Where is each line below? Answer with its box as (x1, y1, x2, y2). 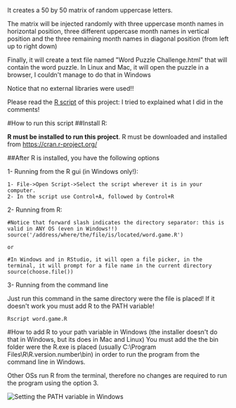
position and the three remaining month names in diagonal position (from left (7, 34, 229, 43)
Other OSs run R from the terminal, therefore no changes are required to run (7, 371, 228, 379)
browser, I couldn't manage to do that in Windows (7, 70, 151, 79)
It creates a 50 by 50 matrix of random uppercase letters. (7, 6, 173, 14)
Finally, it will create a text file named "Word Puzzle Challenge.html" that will (7, 56, 228, 64)
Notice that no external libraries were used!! (7, 84, 134, 92)
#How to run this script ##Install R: (7, 119, 107, 127)
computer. (7, 187, 37, 194)
